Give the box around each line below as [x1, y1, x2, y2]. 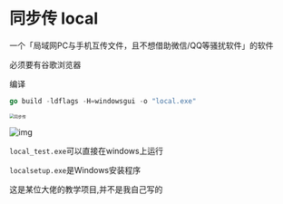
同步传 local [9, 8, 98, 29]
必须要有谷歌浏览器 [9, 59, 82, 70]
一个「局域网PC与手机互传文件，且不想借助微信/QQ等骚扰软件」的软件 [9, 40, 274, 51]
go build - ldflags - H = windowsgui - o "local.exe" [9, 96, 197, 105]
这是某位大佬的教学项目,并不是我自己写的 [9, 183, 163, 195]
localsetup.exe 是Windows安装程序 [9, 164, 141, 175]
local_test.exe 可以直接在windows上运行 [9, 145, 163, 156]
